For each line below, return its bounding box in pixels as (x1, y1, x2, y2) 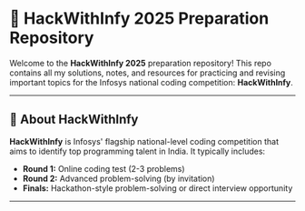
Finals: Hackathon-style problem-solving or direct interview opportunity (22, 182, 293, 194)
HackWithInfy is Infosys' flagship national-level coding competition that (9, 136, 280, 146)
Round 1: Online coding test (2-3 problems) (22, 163, 185, 174)
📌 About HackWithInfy (9, 112, 139, 127)
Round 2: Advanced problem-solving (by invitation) (22, 173, 215, 184)
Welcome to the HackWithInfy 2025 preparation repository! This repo (9, 57, 272, 68)
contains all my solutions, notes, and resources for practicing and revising (9, 67, 286, 78)
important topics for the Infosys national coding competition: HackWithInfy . (9, 76, 293, 87)
